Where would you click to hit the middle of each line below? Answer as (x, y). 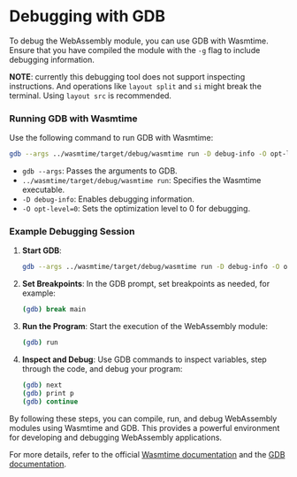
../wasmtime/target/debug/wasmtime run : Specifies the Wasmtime (141, 181)
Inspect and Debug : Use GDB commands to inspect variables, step (144, 359)
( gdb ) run (40, 342)
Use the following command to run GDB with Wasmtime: (111, 138)
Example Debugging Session (72, 232)
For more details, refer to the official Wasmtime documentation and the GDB (147, 454)
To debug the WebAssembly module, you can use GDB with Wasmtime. (139, 41)
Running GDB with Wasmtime (74, 119)
